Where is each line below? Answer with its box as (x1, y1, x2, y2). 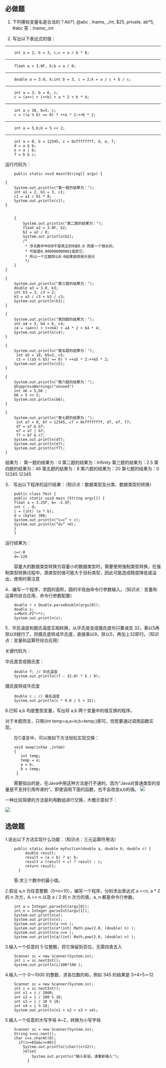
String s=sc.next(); (14, 1031, 56, 1036)
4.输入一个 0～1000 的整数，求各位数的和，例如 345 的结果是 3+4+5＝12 (5, 972, 154, 978)
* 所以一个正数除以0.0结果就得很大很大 (25, 254, 95, 259)
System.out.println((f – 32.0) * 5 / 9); (14, 674, 100, 679)
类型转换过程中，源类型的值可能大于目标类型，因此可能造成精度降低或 (9, 569, 152, 575)
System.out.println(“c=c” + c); (14, 517, 81, 523)
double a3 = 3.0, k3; (14, 285, 58, 291)
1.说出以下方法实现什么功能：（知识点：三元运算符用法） (5, 836, 119, 842)
